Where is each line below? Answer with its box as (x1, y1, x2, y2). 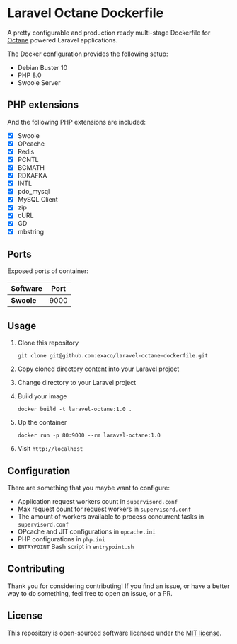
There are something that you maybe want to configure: (7, 483, 170, 492)
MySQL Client (17, 195, 58, 204)
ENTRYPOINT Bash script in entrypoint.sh (17, 543, 134, 551)
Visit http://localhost (17, 444, 83, 453)
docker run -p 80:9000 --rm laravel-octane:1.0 (17, 432, 161, 439)
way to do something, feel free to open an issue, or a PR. (7, 589, 173, 597)
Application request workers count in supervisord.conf (17, 498, 178, 505)
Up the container (17, 418, 67, 427)
